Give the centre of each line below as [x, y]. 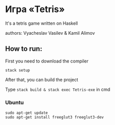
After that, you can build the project [42, 80]
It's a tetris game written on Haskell [42, 23]
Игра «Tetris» [35, 9]
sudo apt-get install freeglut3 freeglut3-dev [54, 117]
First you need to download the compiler [47, 61]
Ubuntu [14, 102]
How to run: [24, 49]
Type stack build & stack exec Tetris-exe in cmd [58, 89]
